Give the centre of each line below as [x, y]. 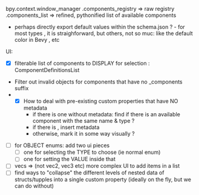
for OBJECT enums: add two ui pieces [62, 145]
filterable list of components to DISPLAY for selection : [82, 63]
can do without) [34, 186]
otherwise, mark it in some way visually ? [83, 134]
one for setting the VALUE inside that [70, 159]
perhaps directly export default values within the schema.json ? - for [99, 27]
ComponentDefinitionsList [47, 70]
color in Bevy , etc [37, 40]
